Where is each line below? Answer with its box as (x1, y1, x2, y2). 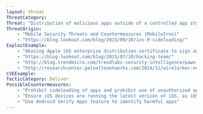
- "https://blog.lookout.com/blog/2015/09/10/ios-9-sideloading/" (17, 37, 188, 43)
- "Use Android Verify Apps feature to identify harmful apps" (17, 98, 180, 104)
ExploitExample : (6, 43, 47, 49)
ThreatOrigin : (6, 25, 42, 32)
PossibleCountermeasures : (6, 82, 71, 88)
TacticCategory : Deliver (6, 76, 69, 82)
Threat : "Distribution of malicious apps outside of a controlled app (6, 20, 188, 26)
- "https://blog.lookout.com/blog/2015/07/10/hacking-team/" (17, 54, 174, 60)
